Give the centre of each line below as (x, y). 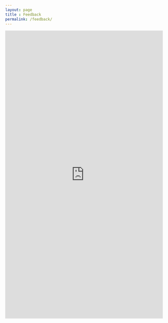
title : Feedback (23, 15)
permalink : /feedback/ (29, 19)
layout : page (19, 10)
